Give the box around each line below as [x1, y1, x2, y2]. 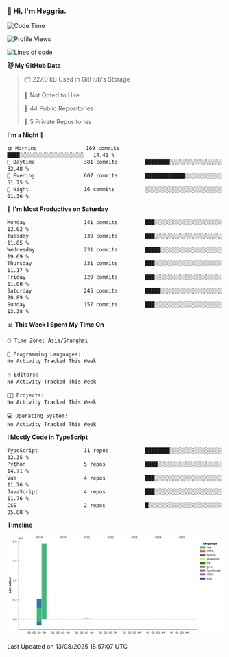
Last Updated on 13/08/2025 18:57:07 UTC [7, 642, 128, 650]
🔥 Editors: [7, 371, 39, 379]
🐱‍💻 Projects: [7, 392, 45, 399]
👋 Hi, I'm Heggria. [7, 6, 67, 16]
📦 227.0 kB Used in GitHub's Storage [23, 75, 130, 84]
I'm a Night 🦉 [7, 131, 45, 139]
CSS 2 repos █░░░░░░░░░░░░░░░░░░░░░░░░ [7, 502, 223, 509]
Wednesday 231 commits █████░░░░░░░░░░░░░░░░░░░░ [7, 247, 223, 253]
